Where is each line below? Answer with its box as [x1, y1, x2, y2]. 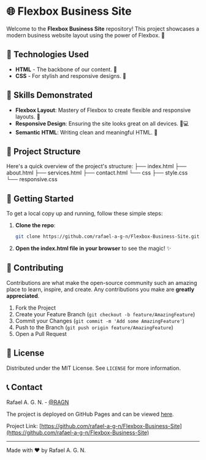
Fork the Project [15, 304, 56, 311]
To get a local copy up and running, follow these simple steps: [6, 210, 163, 217]
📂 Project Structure [6, 146, 81, 157]
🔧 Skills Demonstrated [6, 90, 93, 101]
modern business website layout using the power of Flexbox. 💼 [6, 31, 166, 39]
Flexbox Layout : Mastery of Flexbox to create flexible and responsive [15, 106, 191, 114]
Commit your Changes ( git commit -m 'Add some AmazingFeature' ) [15, 317, 185, 324]
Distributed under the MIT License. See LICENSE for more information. [6, 364, 181, 372]
